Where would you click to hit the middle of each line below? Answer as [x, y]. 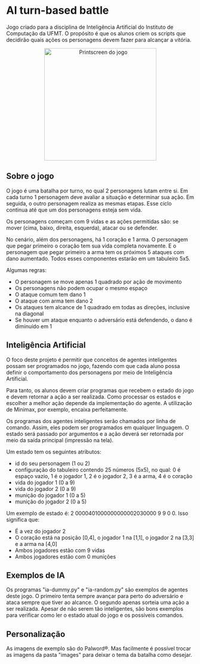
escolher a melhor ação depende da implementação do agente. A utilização [99, 403]
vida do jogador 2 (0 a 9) [45, 488]
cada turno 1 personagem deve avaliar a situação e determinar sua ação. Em [100, 197]
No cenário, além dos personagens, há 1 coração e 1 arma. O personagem [97, 239]
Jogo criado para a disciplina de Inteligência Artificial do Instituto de [90, 27]
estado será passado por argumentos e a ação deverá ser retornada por [95, 434]
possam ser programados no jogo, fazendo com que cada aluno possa [93, 366]
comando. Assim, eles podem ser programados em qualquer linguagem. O [98, 427]
